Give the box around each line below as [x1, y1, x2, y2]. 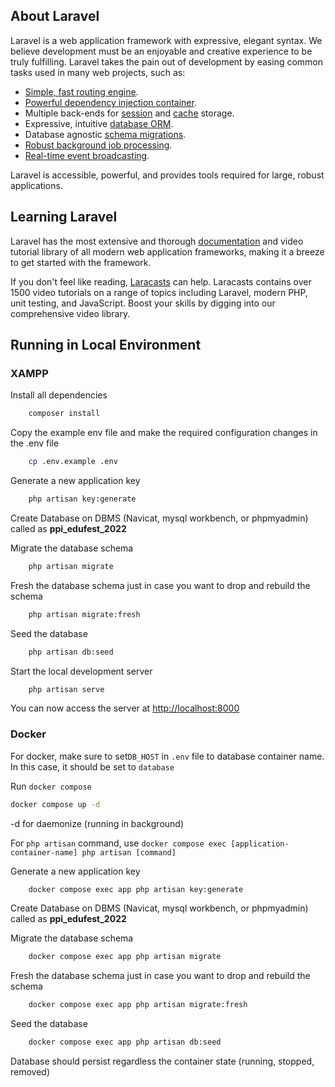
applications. [10, 179, 63, 191]
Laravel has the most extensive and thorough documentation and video [10, 235, 304, 247]
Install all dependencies [10, 389, 108, 401]
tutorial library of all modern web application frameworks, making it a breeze [10, 245, 325, 258]
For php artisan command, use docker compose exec [10, 837, 227, 849]
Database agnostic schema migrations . [24, 128, 187, 140]
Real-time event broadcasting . [24, 149, 150, 161]
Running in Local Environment [10, 337, 202, 354]
